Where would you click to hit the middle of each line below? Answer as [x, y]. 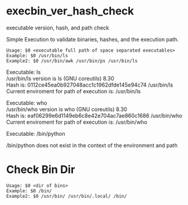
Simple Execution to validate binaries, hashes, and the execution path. [93, 39]
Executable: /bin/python [36, 133]
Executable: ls [23, 72]
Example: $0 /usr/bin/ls [37, 55]
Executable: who [27, 103]
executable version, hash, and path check [58, 28]
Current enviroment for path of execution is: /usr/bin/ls [73, 91]
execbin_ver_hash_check [70, 11]
